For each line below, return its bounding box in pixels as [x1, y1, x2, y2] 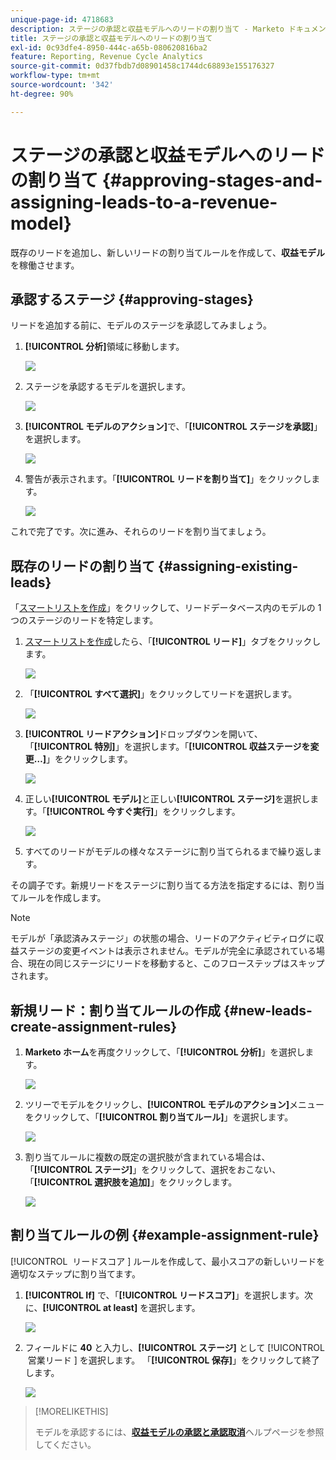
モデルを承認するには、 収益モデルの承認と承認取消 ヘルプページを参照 [34, 1426, 325, 1438]
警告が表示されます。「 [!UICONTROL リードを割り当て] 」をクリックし [24, 473, 312, 485]
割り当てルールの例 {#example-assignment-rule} [10, 1227, 320, 1244]
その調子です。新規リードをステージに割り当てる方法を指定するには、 [10, 879, 299, 891]
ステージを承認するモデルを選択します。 [24, 381, 192, 393]
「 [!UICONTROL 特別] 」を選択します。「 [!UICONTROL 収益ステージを [24, 741, 311, 753]
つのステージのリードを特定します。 [10, 614, 159, 626]
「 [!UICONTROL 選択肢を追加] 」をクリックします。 [24, 1176, 238, 1188]
